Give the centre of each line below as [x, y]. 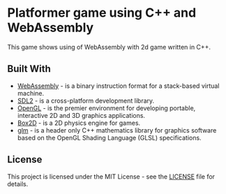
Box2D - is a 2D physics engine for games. [79, 123]
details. [18, 184]
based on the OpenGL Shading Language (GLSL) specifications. [109, 137]
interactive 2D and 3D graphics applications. [81, 115]
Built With [29, 69]
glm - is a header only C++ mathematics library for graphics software [117, 130]
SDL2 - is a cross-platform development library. [86, 100]
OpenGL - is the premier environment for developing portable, [106, 108]
